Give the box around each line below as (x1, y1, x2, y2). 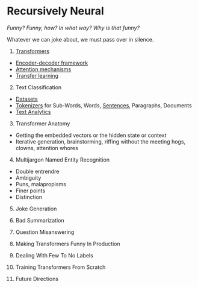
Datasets (15, 95, 38, 102)
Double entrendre (15, 168, 60, 175)
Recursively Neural (7, 4, 104, 18)
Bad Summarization (15, 216, 65, 224)
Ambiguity (15, 174, 42, 181)
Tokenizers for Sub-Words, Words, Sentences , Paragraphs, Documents (15, 101, 192, 109)
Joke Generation (15, 205, 57, 212)
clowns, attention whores (15, 144, 79, 151)
